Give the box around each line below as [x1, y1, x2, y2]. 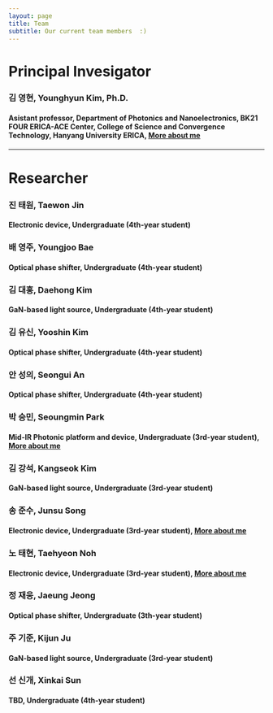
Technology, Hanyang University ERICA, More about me [8, 131, 201, 141]
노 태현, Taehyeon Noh [8, 547, 97, 559]
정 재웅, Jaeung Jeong [8, 590, 96, 602]
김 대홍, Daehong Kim [8, 284, 93, 295]
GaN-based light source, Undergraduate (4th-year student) [8, 305, 214, 315]
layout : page [8, 11, 53, 20]
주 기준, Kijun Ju [8, 632, 71, 643]
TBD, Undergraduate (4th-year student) [8, 696, 145, 706]
